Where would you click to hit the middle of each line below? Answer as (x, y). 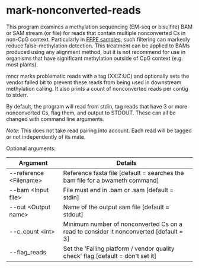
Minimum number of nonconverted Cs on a (123, 224)
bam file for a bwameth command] (111, 180)
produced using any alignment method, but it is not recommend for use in (96, 52)
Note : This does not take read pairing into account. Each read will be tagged (99, 130)
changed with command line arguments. (55, 119)
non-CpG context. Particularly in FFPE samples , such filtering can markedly (98, 39)
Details (127, 162)
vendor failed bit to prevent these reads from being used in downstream (94, 82)
